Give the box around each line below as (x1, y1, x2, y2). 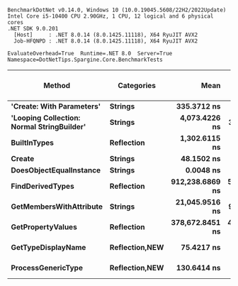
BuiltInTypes (11, 138, 55, 148)
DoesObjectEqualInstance (11, 165, 101, 175)
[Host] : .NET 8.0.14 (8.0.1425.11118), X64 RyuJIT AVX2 (13, 31, 198, 38)
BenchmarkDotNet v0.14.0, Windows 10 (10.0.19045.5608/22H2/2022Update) (7, 6, 227, 13)
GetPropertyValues (11, 222, 78, 231)
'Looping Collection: (11, 113, 81, 123)
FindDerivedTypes (11, 182, 74, 191)
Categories (118, 81, 157, 90)
